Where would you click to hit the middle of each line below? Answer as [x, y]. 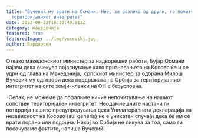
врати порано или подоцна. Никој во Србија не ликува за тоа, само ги [94, 122]
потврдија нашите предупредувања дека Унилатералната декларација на [99, 110]
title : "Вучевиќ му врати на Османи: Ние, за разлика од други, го [91, 11]
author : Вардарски [29, 45]
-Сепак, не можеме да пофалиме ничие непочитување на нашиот [89, 97]
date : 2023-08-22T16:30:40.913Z [46, 22]
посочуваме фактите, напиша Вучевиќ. [55, 128]
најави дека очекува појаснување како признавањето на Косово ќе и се [98, 67]
